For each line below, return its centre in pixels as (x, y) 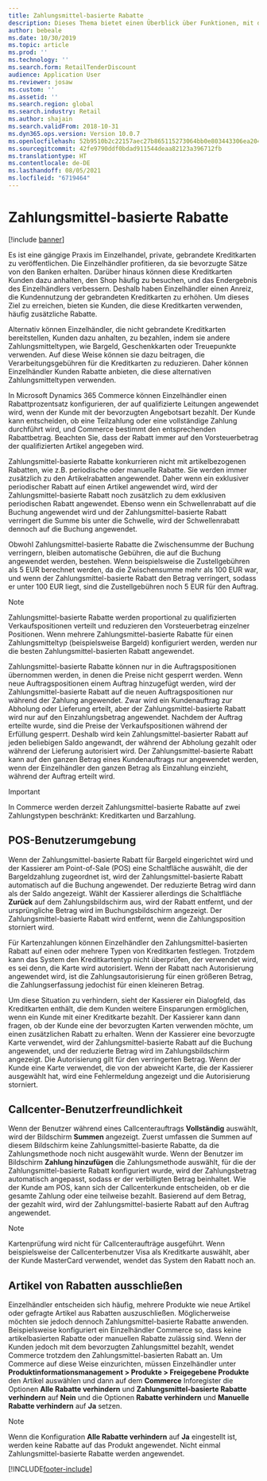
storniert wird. (31, 927)
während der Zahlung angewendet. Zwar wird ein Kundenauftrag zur (120, 700)
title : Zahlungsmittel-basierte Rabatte (76, 15)
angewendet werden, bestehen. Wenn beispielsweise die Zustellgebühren (129, 561)
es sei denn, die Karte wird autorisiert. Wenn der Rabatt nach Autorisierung (131, 968)
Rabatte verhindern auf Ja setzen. (65, 1406)
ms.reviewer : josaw (41, 82)
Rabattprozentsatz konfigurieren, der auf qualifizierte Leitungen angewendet (133, 404)
